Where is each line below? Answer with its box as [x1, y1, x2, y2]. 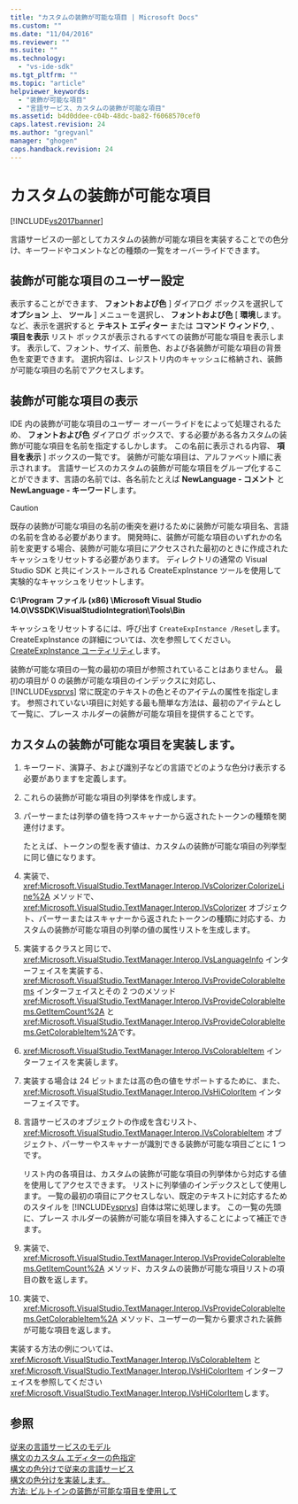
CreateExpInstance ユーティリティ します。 [10, 646, 165, 656]
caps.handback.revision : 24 [10, 144, 114, 153]
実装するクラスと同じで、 [22, 943, 116, 953]
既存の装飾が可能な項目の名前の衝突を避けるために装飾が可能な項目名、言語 [10, 521, 289, 531]
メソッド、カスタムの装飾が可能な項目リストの [106, 1263, 277, 1274]
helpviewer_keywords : [10, 87, 90, 96]
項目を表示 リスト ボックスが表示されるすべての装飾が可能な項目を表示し [10, 331, 277, 342]
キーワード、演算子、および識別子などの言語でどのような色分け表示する [22, 763, 287, 772]
